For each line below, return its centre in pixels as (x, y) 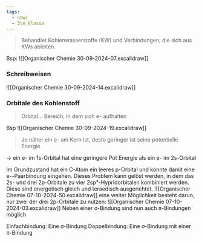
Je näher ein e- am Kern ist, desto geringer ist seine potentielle (99, 139)
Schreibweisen (29, 74)
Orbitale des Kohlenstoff (43, 103)
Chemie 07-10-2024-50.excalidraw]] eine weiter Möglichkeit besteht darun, (100, 195)
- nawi (20, 18)
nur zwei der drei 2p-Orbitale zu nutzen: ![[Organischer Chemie (85, 201)
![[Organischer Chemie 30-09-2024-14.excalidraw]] (71, 87)
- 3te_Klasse (28, 23)
